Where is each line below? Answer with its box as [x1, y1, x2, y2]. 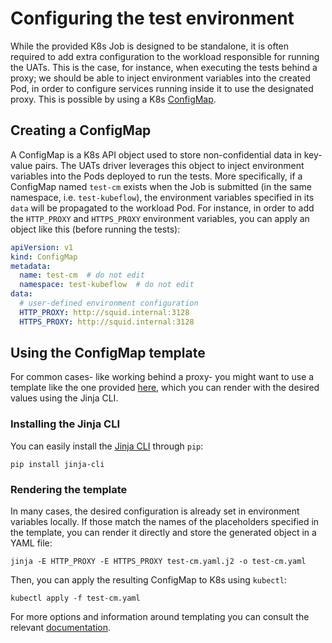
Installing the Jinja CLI [10, 417, 120, 431]
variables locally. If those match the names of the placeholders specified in [10, 516, 320, 528]
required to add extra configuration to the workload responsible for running [10, 50, 320, 62]
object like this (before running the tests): [10, 223, 181, 235]
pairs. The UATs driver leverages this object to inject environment [34, 159, 305, 171]
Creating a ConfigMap [10, 122, 152, 139]
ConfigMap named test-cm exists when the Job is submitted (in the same [10, 180, 312, 192]
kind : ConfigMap [10, 252, 78, 262]
